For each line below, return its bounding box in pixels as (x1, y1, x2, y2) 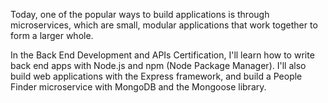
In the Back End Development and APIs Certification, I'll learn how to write (10, 49, 315, 61)
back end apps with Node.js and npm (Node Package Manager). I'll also (10, 60, 307, 71)
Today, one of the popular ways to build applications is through (10, 9, 270, 20)
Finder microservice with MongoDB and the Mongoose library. (10, 81, 267, 93)
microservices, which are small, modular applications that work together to (10, 19, 318, 31)
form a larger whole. (10, 30, 94, 41)
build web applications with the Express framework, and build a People (10, 70, 303, 82)
